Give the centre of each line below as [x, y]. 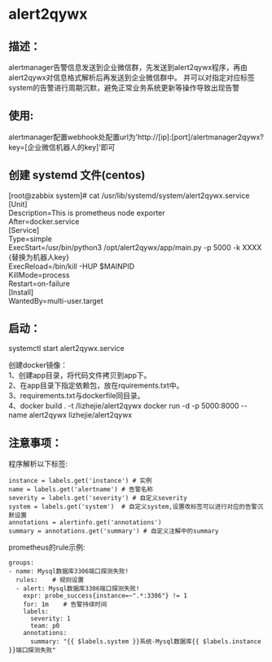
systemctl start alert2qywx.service [66, 349]
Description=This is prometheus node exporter [87, 213]
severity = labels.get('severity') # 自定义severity [98, 498]
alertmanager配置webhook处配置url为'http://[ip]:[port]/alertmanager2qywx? [136, 137]
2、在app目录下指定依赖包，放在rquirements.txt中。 [96, 386]
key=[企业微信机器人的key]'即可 [62, 147]
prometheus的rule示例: [47, 547]
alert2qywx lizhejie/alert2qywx [81, 415]
